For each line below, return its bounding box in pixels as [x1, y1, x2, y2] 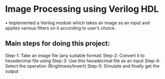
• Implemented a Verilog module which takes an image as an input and [5, 20, 150, 26]
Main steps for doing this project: [5, 39, 110, 48]
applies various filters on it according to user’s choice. [5, 25, 116, 31]
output [5, 68, 19, 74]
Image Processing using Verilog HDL [5, 3, 159, 15]
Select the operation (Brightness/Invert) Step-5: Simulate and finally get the [5, 63, 160, 69]
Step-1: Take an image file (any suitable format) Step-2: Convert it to [5, 52, 145, 58]
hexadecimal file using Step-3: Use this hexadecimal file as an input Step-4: [5, 58, 161, 64]
